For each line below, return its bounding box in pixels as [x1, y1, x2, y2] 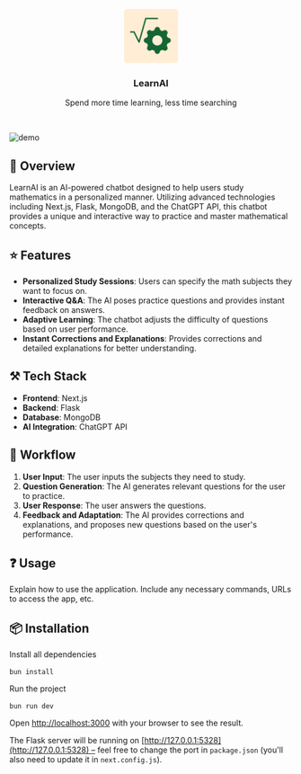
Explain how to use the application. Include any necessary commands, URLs [9, 584, 292, 595]
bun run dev [9, 702, 54, 711]
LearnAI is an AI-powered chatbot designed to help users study [9, 182, 244, 193]
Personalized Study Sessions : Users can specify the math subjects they [22, 275, 293, 287]
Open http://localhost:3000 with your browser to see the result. [9, 717, 244, 728]
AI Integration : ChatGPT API [22, 421, 128, 431]
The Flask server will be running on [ [9, 735, 146, 746]
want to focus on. [22, 285, 88, 296]
